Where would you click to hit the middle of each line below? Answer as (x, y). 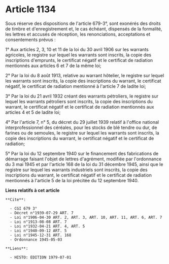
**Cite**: (16, 200)
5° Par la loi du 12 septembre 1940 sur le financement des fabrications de (82, 153)
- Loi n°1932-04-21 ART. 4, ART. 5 (47, 226)
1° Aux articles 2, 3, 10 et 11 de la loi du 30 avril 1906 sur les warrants (77, 49)
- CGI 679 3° (24, 208)
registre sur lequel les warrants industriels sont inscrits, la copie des (77, 170)
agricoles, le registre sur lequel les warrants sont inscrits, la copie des (78, 55)
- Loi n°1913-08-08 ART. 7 (38, 222)
